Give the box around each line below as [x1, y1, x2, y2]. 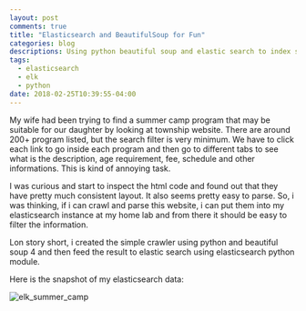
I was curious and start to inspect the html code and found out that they [9, 180, 279, 191]
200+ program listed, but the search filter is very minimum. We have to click [9, 134, 294, 145]
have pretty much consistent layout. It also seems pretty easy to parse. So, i [9, 190, 294, 201]
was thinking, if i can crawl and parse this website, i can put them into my [9, 199, 285, 210]
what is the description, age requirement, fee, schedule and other [9, 153, 255, 164]
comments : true [9, 22, 67, 31]
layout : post [9, 13, 59, 23]
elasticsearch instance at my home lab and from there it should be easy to [9, 209, 288, 220]
